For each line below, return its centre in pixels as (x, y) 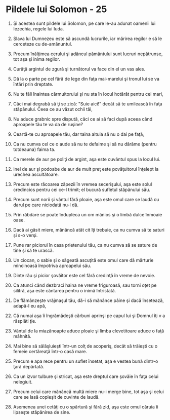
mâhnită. (22, 336)
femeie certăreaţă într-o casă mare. (50, 351)
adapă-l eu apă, (30, 306)
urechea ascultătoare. (36, 174)
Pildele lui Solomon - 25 (56, 9)
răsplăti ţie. (25, 321)
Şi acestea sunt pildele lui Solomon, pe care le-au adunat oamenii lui (84, 23)
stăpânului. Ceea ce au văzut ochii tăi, (53, 109)
